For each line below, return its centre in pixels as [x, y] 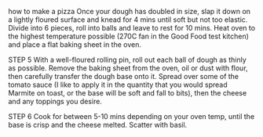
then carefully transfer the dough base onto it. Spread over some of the [124, 76]
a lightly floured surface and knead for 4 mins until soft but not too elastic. [128, 20]
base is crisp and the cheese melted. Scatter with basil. [98, 125]
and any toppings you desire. [55, 101]
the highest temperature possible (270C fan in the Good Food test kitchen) [129, 36]
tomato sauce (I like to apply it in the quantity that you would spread [118, 85]
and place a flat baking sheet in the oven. [75, 45]
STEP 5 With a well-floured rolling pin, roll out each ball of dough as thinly [128, 59]
